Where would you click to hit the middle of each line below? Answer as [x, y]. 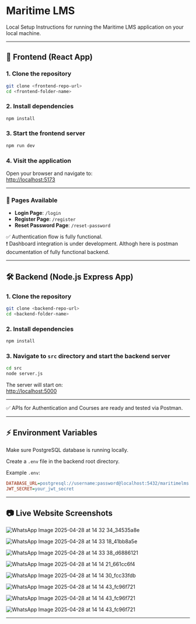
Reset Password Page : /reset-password [62, 225]
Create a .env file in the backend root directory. [63, 461]
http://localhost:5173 [31, 180]
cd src [14, 368]
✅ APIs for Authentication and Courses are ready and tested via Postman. [94, 407]
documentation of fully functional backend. [58, 252]
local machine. [24, 33]
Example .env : [23, 472]
